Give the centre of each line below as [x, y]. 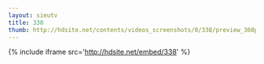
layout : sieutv [33, 15]
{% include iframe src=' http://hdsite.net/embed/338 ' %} [99, 52]
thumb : [19, 30]
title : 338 [26, 23]
